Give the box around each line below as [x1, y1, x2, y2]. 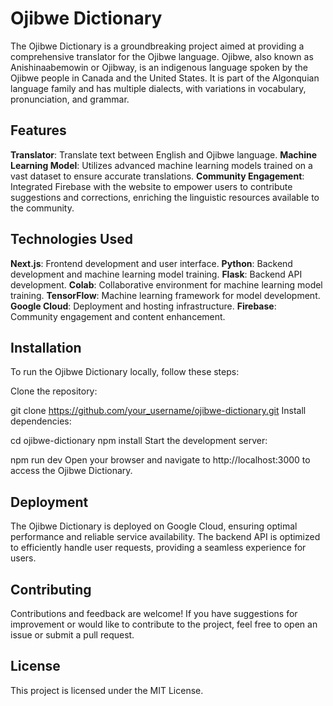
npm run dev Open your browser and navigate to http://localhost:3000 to [10, 454, 311, 466]
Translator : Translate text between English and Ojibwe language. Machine [10, 148, 318, 161]
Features [10, 122, 67, 139]
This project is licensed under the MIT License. [10, 684, 204, 696]
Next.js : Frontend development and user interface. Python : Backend [10, 257, 293, 269]
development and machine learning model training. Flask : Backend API [10, 268, 303, 280]
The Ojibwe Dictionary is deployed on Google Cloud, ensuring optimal [10, 520, 298, 532]
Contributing [10, 581, 92, 598]
